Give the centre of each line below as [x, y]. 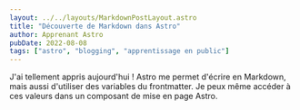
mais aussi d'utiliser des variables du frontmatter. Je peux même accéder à [150, 87]
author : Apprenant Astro [56, 34]
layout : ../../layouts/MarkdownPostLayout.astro [103, 18]
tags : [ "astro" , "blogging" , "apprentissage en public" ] [120, 51]
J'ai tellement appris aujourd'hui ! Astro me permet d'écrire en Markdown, [148, 77]
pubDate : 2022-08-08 [49, 43]
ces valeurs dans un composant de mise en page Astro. [114, 96]
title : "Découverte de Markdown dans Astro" [95, 26]
